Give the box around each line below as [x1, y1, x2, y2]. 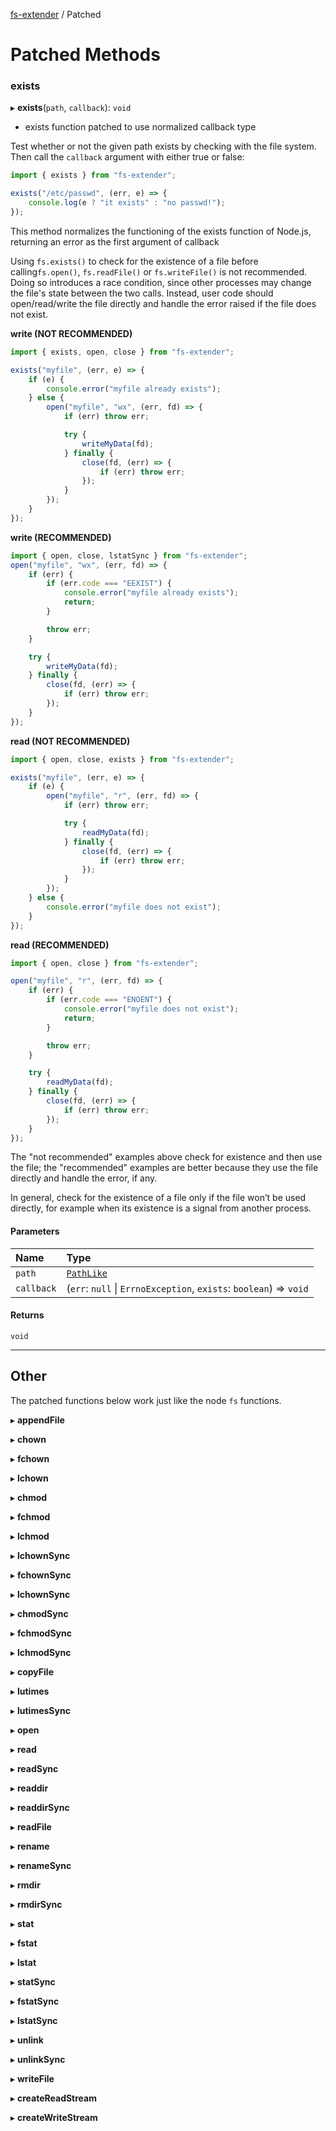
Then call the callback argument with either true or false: [10, 151, 245, 163]
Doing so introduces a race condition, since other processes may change [10, 276, 312, 288]
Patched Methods [10, 44, 161, 66]
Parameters [10, 1225, 60, 1238]
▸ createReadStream [10, 2092, 97, 2104]
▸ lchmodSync [10, 1646, 72, 1658]
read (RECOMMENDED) [10, 939, 110, 951]
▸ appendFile [10, 1414, 65, 1426]
